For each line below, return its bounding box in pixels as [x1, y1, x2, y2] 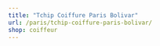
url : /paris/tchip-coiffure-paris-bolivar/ [8, 19, 153, 27]
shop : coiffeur [8, 26, 58, 34]
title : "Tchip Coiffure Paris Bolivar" [8, 11, 139, 19]
